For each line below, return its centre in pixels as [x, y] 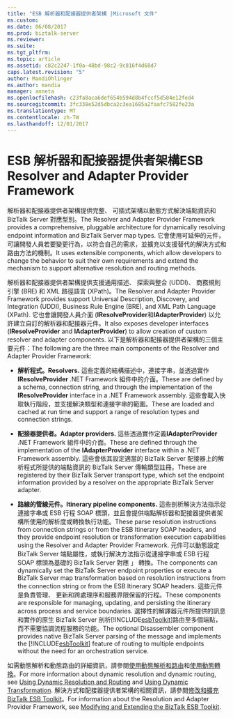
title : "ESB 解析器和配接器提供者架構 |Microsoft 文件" [82, 14]
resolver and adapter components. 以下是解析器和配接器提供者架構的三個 [112, 339]
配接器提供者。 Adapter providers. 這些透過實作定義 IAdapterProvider [117, 434]
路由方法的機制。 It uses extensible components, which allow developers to [114, 253]
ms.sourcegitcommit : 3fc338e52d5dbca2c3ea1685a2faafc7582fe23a [101, 105]
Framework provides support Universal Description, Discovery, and [103, 299]
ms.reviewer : [26, 40]
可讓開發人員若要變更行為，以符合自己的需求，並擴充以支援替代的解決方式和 [117, 244]
